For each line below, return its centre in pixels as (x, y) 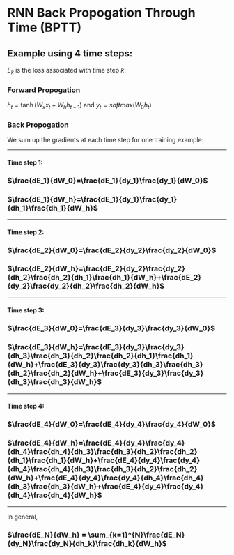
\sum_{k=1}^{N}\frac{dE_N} (136, 535)
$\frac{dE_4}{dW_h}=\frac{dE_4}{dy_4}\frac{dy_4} (96, 443)
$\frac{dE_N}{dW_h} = (47, 535)
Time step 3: (26, 310)
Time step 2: (26, 232)
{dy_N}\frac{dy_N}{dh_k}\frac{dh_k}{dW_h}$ (87, 544)
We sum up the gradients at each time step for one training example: (106, 140)
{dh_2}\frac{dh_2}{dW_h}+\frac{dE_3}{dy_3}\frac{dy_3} (106, 373)
